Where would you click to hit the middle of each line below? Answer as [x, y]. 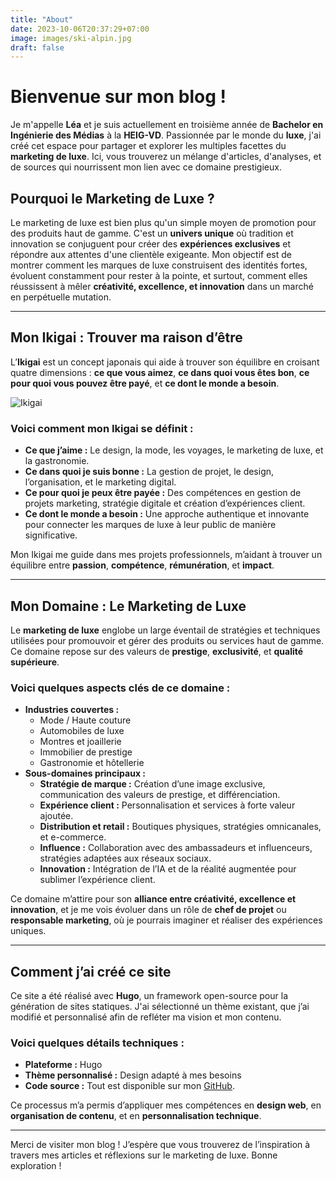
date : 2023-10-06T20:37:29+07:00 [80, 29]
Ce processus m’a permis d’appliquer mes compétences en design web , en [166, 1105]
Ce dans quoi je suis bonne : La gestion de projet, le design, [149, 472]
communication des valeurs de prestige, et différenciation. [160, 795]
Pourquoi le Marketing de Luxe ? [112, 198]
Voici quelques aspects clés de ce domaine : [120, 688]
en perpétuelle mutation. [61, 297]
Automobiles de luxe [82, 731]
